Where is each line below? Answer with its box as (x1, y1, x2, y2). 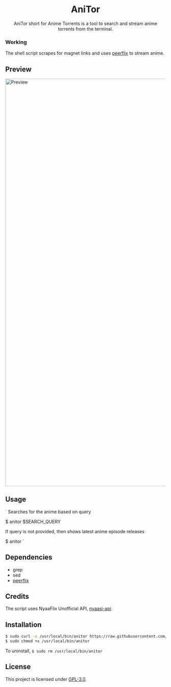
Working (5, 38, 27, 45)
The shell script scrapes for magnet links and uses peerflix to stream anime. (5, 50, 164, 57)
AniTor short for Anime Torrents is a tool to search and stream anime (13, 20, 158, 26)
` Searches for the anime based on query (5, 508, 92, 515)
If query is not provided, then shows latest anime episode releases (5, 528, 145, 534)
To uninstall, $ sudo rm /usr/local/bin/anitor (5, 648, 103, 654)
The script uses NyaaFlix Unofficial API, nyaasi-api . (5, 606, 113, 612)
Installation (5, 620, 42, 629)
